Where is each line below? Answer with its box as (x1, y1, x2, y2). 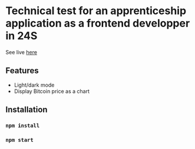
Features (5, 66, 39, 76)
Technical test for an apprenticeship (5, 4, 187, 18)
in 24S (5, 29, 38, 42)
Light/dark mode (14, 81, 55, 88)
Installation (5, 105, 48, 115)
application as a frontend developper (5, 16, 190, 30)
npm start (5, 137, 34, 143)
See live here (5, 48, 38, 55)
